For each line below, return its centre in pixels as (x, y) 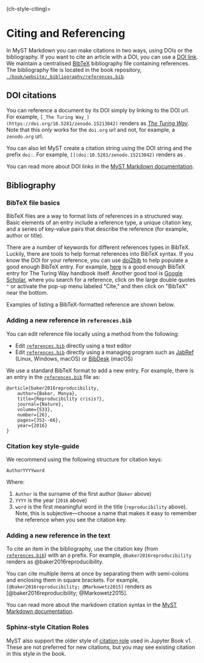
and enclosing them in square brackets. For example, (73, 580)
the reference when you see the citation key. (71, 520)
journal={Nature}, (40, 404)
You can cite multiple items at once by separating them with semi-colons (97, 574)
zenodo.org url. (25, 136)
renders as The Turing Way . (155, 123)
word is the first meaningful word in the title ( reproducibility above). (101, 507)
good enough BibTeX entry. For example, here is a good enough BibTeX (96, 267)
